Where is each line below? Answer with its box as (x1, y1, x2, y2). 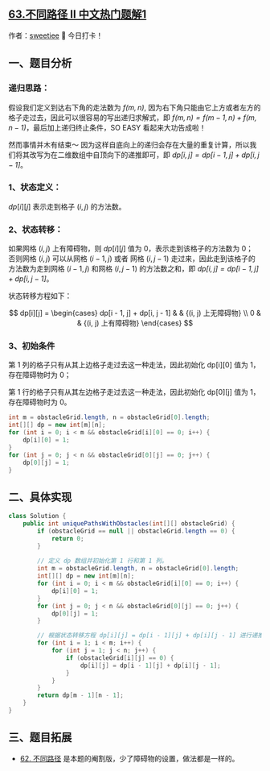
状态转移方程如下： (8, 291, 72, 301)
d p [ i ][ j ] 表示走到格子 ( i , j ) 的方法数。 (8, 201, 126, 211)
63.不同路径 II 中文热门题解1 (8, 7, 147, 22)
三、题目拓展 (8, 731, 72, 744)
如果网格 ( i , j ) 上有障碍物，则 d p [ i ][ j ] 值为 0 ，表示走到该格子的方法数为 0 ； (8, 244, 254, 254)
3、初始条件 (8, 341, 55, 352)
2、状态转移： (8, 224, 63, 235)
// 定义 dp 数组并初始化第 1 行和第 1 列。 (37, 557, 168, 566)
